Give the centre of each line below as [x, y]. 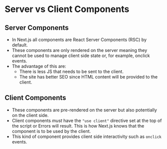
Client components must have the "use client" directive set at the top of [87, 120]
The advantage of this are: [39, 66]
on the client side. [30, 115]
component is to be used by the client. [51, 131]
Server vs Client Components [67, 9]
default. [20, 45]
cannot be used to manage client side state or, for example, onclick [81, 55]
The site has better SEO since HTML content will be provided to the [88, 77]
